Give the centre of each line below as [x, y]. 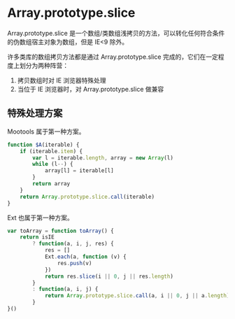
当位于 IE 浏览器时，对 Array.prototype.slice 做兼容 [91, 89]
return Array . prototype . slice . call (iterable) [87, 197]
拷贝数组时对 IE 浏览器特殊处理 [62, 80]
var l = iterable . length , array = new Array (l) [103, 158]
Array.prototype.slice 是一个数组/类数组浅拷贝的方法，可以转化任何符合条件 [116, 33]
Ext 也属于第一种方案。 [40, 218]
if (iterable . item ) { [51, 151]
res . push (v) [74, 263]
